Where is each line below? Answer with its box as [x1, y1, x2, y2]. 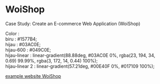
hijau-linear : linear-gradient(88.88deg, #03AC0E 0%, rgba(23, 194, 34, [5, 52, 155, 58]
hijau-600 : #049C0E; [5, 47, 51, 53]
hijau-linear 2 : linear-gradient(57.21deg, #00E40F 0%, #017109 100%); [5, 63, 155, 69]
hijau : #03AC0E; [5, 41, 41, 47]
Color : [5, 30, 19, 36]
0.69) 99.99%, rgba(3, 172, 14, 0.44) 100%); [5, 57, 98, 64]
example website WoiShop [5, 73, 61, 79]
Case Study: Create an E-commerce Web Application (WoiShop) [5, 20, 141, 27]
